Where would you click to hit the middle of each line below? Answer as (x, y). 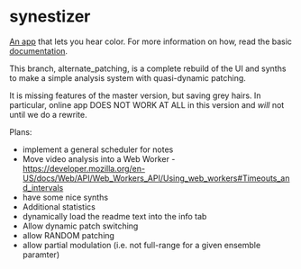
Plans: (21, 131)
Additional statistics (59, 206)
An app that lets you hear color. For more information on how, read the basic (151, 41)
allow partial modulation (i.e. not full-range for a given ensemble (141, 245)
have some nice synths (65, 197)
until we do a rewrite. (48, 114)
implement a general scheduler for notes (98, 149)
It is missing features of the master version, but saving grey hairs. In (135, 95)
